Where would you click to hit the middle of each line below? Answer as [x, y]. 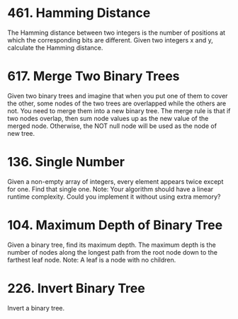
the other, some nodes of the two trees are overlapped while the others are [117, 103]
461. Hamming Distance [79, 13]
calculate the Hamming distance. [55, 47]
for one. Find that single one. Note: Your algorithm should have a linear [110, 189]
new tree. [21, 133]
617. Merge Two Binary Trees [93, 76]
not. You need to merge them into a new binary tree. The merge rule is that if [119, 110]
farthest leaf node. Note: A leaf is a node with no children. [92, 260]
